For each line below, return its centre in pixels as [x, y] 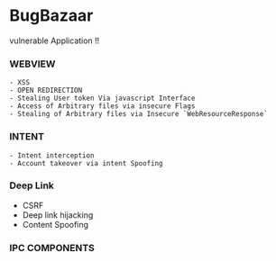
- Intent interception [52, 155]
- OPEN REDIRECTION [46, 91]
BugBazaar [51, 16]
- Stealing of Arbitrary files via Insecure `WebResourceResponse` [139, 114]
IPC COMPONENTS [52, 247]
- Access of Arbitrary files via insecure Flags [102, 106]
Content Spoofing [55, 224]
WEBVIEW [32, 64]
